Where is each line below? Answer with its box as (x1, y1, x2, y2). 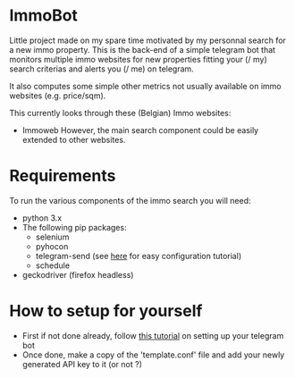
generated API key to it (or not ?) (21, 358, 143, 369)
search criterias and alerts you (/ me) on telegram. (9, 63, 194, 74)
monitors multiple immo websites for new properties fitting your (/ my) (9, 54, 267, 64)
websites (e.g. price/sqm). (9, 90, 106, 101)
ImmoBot (9, 5, 79, 26)
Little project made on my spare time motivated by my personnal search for (9, 35, 286, 46)
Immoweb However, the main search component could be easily (21, 124, 259, 135)
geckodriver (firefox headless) (21, 269, 134, 280)
